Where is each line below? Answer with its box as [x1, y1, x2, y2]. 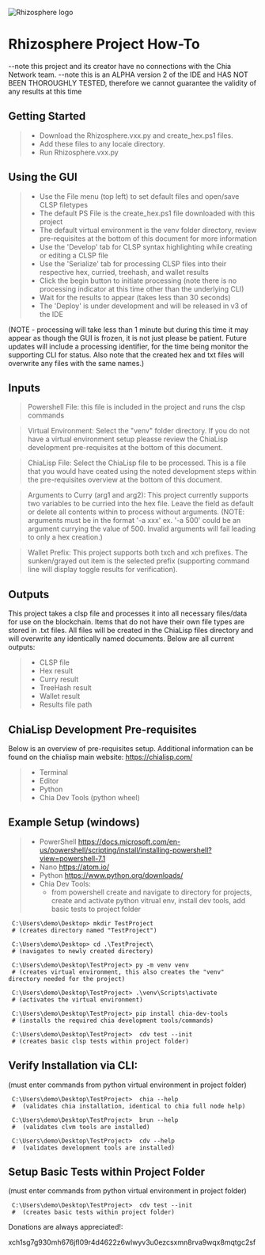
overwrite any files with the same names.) [8, 358, 145, 368]
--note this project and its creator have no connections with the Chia [8, 61, 232, 71]
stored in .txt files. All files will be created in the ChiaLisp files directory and [8, 626, 254, 635]
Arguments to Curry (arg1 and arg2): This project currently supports [27, 490, 249, 500]
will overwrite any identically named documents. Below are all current [8, 634, 235, 643]
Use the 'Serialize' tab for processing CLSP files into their [39, 258, 227, 269]
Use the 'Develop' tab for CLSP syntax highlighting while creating [39, 242, 253, 251]
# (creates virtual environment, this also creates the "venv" [11, 967, 225, 976]
